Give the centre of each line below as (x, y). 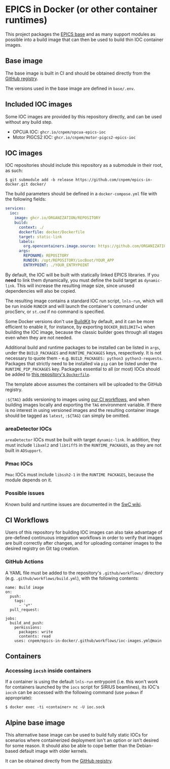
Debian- (145, 746)
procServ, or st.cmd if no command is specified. (55, 311)
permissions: (28, 627)
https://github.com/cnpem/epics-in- (114, 180)
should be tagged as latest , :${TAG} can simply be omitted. (68, 415)
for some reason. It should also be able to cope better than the (70, 746)
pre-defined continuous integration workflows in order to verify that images (84, 538)
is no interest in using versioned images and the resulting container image (82, 410)
